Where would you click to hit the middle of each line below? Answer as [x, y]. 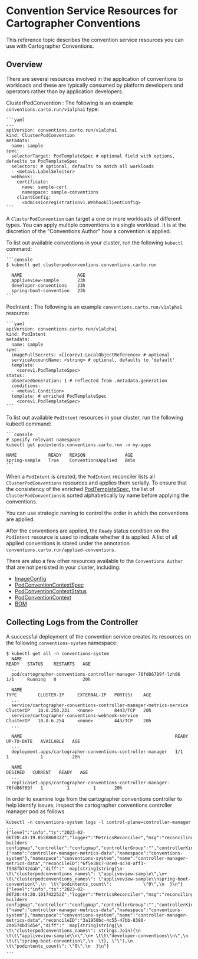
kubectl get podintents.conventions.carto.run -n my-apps [79, 445]
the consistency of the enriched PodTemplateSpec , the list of [80, 489]
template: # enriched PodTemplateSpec [59, 396]
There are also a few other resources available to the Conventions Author [95, 561]
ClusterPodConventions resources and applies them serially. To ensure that [97, 483]
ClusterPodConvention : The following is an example [70, 103]
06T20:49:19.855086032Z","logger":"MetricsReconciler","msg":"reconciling [100, 837]
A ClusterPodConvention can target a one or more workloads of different [93, 218]
